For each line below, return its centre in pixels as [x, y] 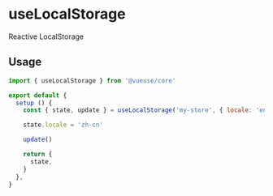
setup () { [34, 103]
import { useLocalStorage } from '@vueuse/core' [92, 81]
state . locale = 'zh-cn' [63, 125]
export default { [38, 95]
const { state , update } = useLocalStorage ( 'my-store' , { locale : [138, 110]
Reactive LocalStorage [46, 36]
